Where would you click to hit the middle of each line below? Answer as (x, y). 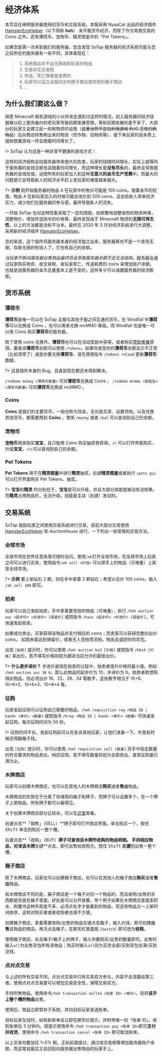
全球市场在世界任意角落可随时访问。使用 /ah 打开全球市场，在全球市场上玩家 (81, 557)
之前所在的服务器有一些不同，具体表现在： (48, 53)
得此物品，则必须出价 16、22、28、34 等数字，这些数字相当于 (67, 678)
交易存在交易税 (39, 69)
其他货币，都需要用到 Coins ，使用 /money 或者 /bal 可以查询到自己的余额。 (81, 417)
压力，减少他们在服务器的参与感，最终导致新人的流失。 (60, 202)
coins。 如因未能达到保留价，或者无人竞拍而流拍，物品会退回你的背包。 (77, 639)
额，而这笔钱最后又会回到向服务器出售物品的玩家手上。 (60, 1048)
